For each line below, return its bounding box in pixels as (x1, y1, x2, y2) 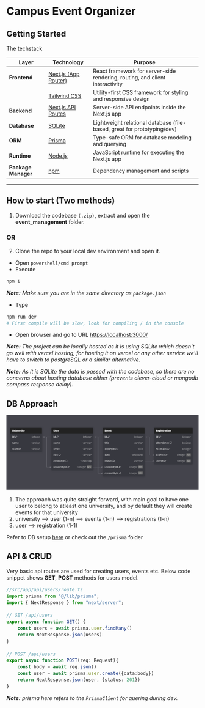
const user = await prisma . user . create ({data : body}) (17, 671, 154, 677)
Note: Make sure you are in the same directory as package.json (6, 289, 167, 297)
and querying (93, 140, 127, 147)
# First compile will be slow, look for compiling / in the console (6, 320, 184, 326)
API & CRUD (6, 551, 52, 562)
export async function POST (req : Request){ (6, 657, 119, 664)
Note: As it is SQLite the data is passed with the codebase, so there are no (6, 368, 195, 375)
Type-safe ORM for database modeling (93, 133, 192, 141)
